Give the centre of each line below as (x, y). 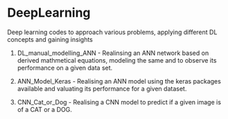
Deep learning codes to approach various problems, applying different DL (112, 32)
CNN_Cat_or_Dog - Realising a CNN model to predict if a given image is (119, 102)
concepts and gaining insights (50, 39)
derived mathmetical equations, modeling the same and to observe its (117, 60)
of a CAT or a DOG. (45, 109)
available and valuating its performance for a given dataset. (102, 88)
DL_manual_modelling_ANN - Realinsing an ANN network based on (113, 53)
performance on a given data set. (65, 68)
